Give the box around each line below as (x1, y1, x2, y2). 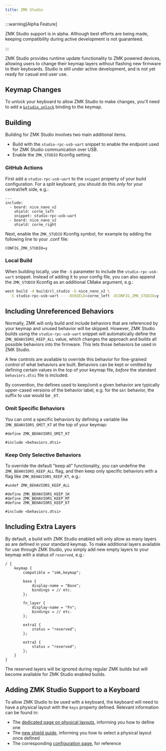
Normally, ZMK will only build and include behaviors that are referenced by (5, 320, 158, 326)
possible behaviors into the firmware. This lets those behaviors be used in (5, 342, 157, 348)
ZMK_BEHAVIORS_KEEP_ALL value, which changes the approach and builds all (5, 336, 157, 342)
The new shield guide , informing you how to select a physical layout (12, 730, 152, 736)
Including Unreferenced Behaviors (5, 307, 114, 315)
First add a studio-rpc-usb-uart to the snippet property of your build (5, 175, 147, 182)
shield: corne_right (14, 222, 57, 227)
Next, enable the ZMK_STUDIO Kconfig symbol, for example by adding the (5, 231, 152, 237)
